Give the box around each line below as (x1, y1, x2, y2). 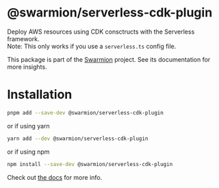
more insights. (7, 62, 47, 71)
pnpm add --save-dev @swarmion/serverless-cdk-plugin (7, 109, 164, 116)
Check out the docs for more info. (7, 173, 103, 181)
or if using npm (7, 148, 50, 156)
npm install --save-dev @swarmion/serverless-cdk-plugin (7, 161, 173, 167)
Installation (7, 87, 73, 102)
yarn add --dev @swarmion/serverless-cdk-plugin (7, 135, 149, 142)
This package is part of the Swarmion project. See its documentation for (7, 55, 211, 63)
